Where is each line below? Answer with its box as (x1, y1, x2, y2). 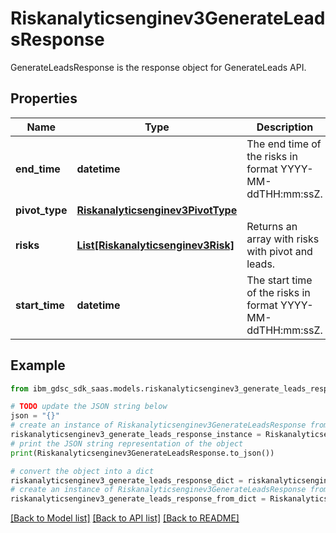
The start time (246, 273, 313, 287)
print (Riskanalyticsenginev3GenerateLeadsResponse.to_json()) (10, 448, 275, 458)
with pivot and (246, 244, 313, 258)
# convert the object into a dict (10, 466, 155, 476)
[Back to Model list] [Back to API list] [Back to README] (10, 512, 240, 524)
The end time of (246, 137, 322, 151)
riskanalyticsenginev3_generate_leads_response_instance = (10, 430, 262, 440)
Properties (10, 90, 78, 107)
